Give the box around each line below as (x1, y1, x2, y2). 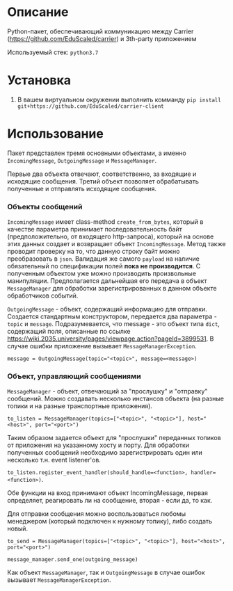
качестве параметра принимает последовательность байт (7, 225, 182, 234)
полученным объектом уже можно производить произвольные (7, 269, 197, 278)
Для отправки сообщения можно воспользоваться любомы (7, 510, 186, 518)
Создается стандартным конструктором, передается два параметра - (7, 312, 217, 321)
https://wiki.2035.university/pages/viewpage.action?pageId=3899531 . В (7, 334, 214, 343)
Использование (7, 126, 104, 142)
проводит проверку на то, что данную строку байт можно (7, 248, 180, 256)
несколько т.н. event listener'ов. (7, 456, 101, 464)
